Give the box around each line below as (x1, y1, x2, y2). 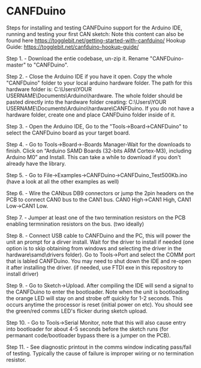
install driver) (6, 270, 39, 277)
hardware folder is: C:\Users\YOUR (6, 85, 92, 92)
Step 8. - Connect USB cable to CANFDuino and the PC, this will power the (6, 232, 191, 239)
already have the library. (6, 160, 66, 167)
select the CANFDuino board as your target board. (6, 129, 130, 136)
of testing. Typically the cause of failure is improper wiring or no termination (6, 349, 194, 357)
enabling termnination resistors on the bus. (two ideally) (6, 220, 145, 228)
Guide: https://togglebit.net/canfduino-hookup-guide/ (6, 43, 139, 50)
